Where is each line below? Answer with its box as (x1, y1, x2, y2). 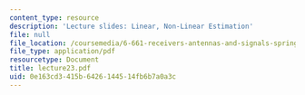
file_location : (9, 38, 67, 48)
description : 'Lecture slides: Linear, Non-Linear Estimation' (9, 22, 254, 31)
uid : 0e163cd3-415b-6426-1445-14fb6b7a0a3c (9, 72, 177, 81)
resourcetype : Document (9, 55, 100, 64)
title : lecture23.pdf (9, 64, 92, 73)
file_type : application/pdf (9, 47, 116, 56)
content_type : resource (9, 13, 100, 23)
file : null (9, 30, 51, 39)
